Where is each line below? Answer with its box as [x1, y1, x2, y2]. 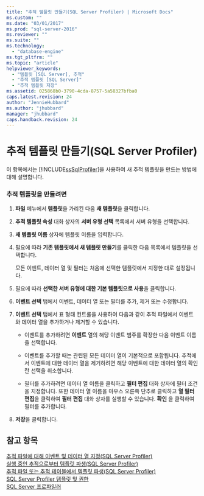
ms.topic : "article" [6, 60, 59, 66]
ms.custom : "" [6, 15, 43, 21]
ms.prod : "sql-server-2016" [6, 26, 78, 32]
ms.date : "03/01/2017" [6, 20, 64, 26]
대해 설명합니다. [6, 173, 44, 181]
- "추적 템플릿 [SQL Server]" [12, 77, 82, 83]
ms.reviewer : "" [6, 32, 47, 38]
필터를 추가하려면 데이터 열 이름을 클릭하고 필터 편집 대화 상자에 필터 [24, 380, 187, 387]
